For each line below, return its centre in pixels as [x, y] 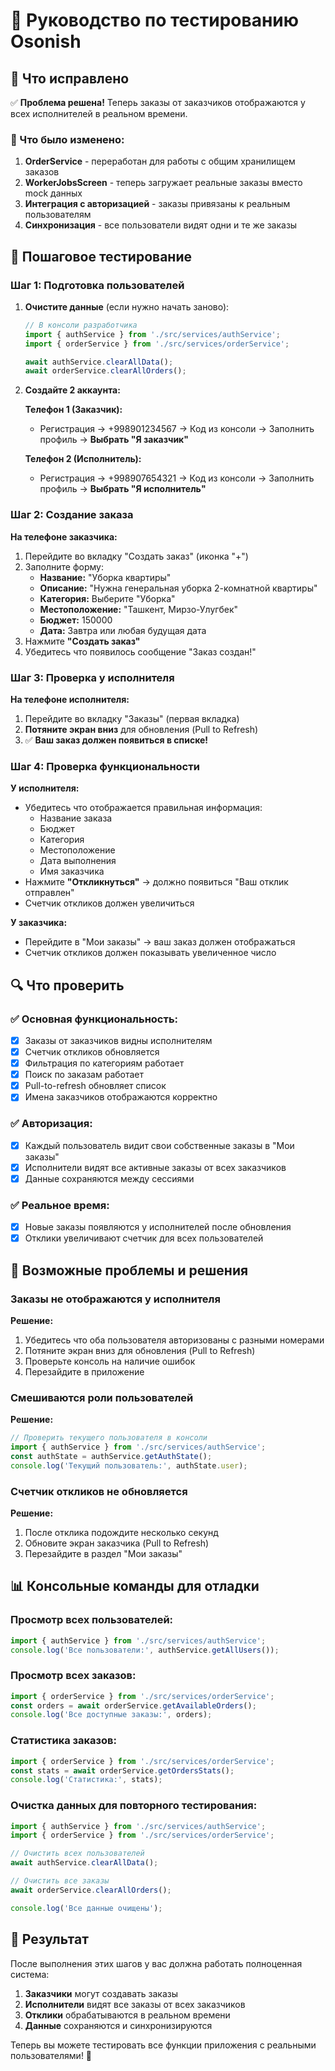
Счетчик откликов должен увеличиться [109, 903]
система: [30, 1974]
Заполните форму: [64, 566]
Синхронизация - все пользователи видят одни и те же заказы [161, 225]
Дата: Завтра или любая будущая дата [123, 630]
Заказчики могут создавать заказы [101, 1993]
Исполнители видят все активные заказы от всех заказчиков [155, 1167]
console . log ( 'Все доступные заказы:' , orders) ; [111, 1715]
